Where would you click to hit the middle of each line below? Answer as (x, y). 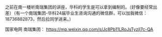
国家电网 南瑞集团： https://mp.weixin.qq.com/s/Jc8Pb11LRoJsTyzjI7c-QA (79, 29)
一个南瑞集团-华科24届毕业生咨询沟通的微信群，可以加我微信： (84, 13)
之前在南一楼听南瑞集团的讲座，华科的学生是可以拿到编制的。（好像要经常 (79, 7)
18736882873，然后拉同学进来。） (39, 19)
